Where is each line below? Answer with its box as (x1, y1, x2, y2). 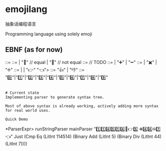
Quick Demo (5, 117, 28, 122)
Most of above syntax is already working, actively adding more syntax (5, 103, 158, 109)
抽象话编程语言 (5, 21, 36, 27)
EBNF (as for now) (5, 45, 63, 54)
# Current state (5, 90, 39, 95)
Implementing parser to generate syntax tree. (5, 95, 105, 100)
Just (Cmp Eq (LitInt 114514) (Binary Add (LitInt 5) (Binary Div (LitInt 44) (14, 133, 162, 139)
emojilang (5, 4, 48, 15)
